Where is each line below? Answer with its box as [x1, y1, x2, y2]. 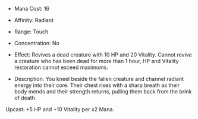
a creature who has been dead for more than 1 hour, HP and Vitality [14, 58, 179, 64]
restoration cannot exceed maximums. [14, 64, 108, 71]
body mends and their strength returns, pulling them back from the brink [14, 88, 192, 95]
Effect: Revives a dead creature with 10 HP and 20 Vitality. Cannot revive [14, 51, 192, 58]
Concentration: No [14, 40, 60, 46]
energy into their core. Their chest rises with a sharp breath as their [14, 82, 180, 89]
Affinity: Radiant [14, 17, 54, 23]
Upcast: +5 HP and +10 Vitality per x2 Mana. [5, 106, 114, 112]
